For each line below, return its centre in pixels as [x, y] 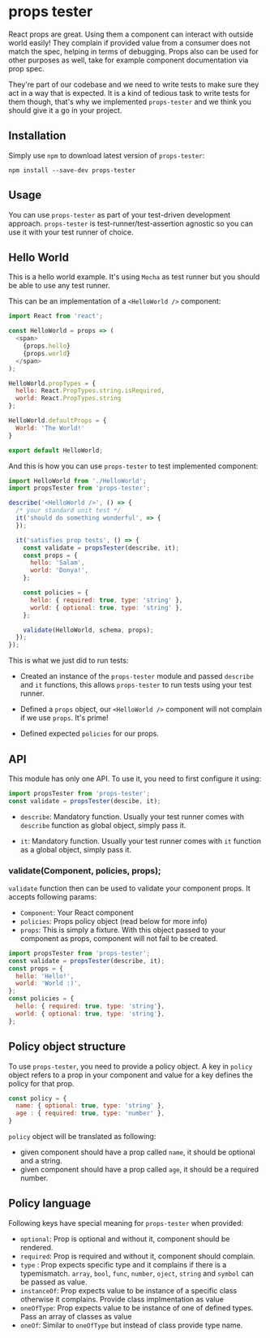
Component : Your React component [77, 913]
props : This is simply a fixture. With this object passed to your [123, 930]
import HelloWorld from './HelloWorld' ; [78, 481]
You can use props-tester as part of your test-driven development [120, 214]
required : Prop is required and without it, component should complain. [137, 1256]
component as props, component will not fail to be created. [119, 938]
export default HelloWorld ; [56, 450]
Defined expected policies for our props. [90, 734]
